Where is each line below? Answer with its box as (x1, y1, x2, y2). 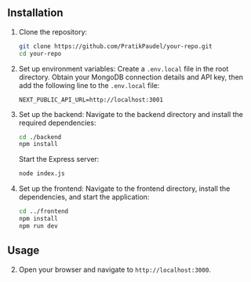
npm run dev (18, 222, 58, 230)
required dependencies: (18, 118, 96, 127)
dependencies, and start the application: (18, 192, 150, 202)
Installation (7, 6, 64, 20)
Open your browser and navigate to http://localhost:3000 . (18, 265, 211, 274)
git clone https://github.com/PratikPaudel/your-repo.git (18, 42, 213, 50)
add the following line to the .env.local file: (18, 80, 160, 90)
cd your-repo (18, 49, 62, 57)
